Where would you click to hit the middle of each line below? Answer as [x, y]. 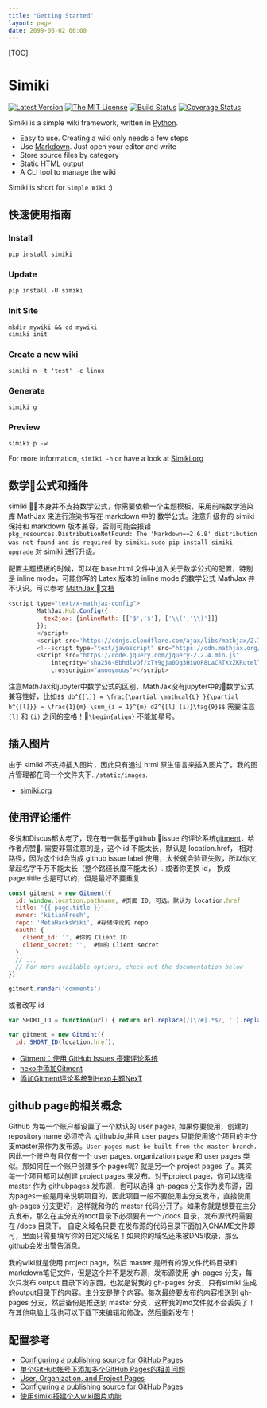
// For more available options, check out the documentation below [130, 967]
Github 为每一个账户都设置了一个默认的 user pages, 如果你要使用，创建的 [128, 1126]
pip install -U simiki [46, 291]
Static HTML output [52, 163]
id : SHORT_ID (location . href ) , [65, 1042]
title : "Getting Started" [51, 16]
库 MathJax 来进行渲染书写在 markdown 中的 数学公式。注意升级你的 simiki [132, 516]
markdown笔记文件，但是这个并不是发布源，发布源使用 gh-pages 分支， [127, 1273]
